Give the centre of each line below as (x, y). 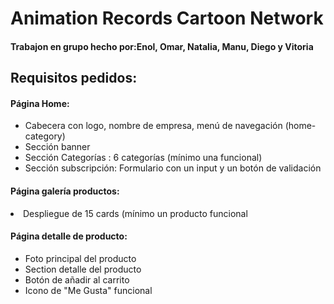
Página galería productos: (65, 191)
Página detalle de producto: (69, 236)
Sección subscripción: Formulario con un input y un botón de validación (173, 168)
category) (45, 136)
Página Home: (40, 103)
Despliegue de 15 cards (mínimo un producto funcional (135, 213)
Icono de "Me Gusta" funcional (88, 290)
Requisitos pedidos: (74, 78)
